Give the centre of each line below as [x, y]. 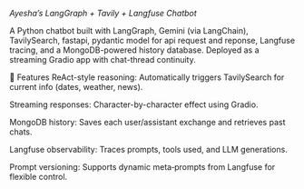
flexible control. [39, 177]
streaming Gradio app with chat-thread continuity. [103, 60]
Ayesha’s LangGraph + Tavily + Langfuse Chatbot [103, 13]
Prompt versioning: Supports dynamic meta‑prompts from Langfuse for [142, 167]
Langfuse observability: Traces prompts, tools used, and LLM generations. [148, 149]
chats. [21, 132]
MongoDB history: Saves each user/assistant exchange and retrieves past [147, 122]
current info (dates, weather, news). [76, 87]
